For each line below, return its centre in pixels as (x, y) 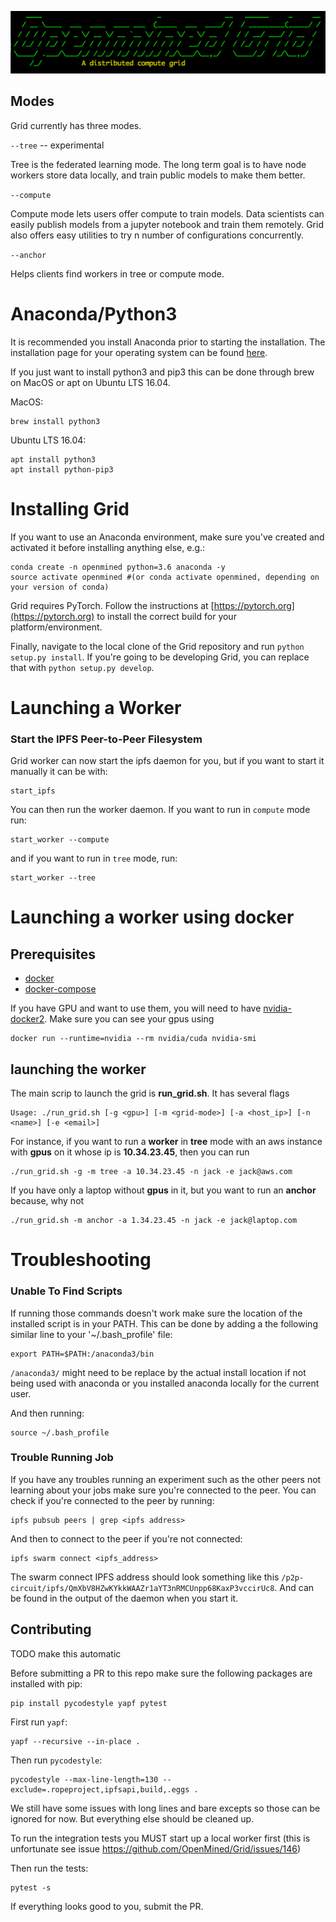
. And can (294, 1587)
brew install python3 (55, 421)
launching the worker (78, 1069)
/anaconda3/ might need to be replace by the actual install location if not (158, 1372)
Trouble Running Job (62, 1458)
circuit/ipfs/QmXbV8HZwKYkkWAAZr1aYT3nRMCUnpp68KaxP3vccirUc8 (142, 1588)
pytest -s (31, 1887)
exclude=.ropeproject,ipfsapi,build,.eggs (100, 1789)
